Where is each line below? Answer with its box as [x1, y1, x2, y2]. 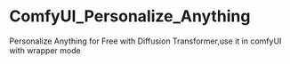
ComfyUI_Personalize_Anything [9, 6, 251, 27]
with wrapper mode [9, 44, 82, 55]
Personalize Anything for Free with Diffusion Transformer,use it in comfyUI [9, 36, 282, 46]
